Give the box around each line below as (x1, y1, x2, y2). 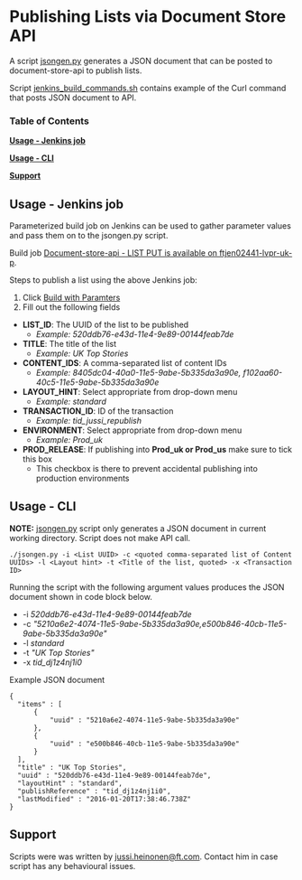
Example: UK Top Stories (35, 348, 129, 359)
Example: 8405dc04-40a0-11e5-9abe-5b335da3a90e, (35, 368, 242, 379)
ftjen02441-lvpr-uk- (219, 248, 293, 258)
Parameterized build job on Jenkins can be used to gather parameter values (9, 220, 291, 231)
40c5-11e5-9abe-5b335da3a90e (35, 377, 160, 388)
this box (22, 454, 52, 464)
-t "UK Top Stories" (22, 647, 95, 658)
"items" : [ (17, 699, 63, 708)
